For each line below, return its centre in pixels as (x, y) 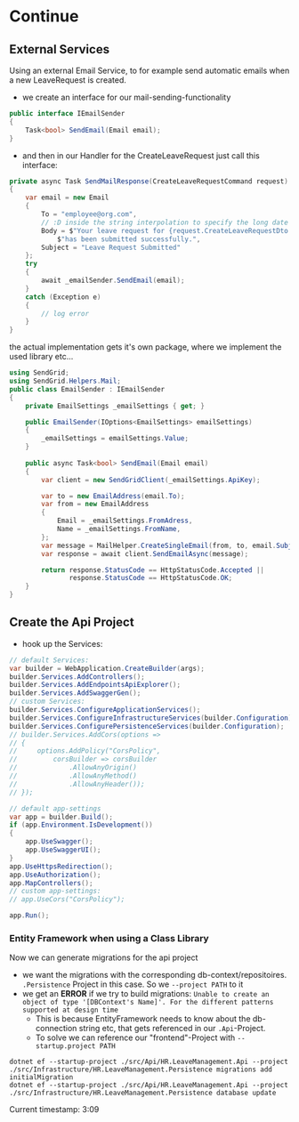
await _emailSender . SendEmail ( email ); (113, 280)
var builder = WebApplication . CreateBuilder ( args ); (107, 668)
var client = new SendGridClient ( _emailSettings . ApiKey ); (151, 480)
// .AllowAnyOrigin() (73, 768)
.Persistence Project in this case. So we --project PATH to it (133, 984)
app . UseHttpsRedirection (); (61, 866)
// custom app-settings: (55, 892)
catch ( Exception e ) (63, 297)
